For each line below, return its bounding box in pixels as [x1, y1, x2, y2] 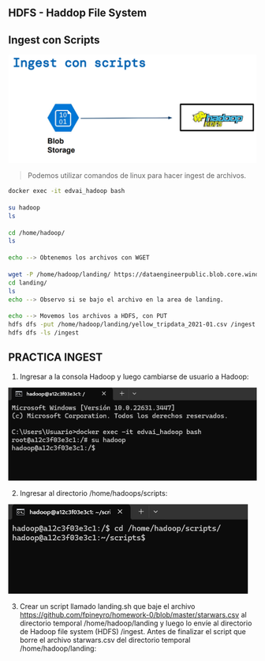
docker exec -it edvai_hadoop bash [8, 187, 125, 195]
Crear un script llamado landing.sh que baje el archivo [19, 602, 196, 611]
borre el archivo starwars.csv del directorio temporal [19, 636, 191, 645]
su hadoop [8, 203, 41, 212]
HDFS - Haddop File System [8, 6, 147, 20]
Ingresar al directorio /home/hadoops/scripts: [19, 489, 168, 498]
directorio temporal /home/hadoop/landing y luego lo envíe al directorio [19, 618, 252, 628]
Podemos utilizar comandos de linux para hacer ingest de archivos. [27, 171, 247, 180]
